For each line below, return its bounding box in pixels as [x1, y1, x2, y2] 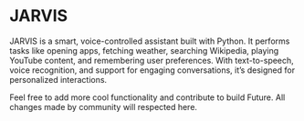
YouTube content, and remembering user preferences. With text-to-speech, [9, 55, 294, 66]
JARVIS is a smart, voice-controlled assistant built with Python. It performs [9, 35, 290, 46]
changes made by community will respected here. [9, 101, 198, 112]
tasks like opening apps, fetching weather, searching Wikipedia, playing [9, 45, 279, 55]
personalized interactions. [9, 74, 108, 85]
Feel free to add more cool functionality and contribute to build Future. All [9, 92, 286, 103]
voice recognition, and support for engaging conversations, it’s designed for [9, 65, 295, 76]
